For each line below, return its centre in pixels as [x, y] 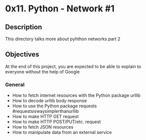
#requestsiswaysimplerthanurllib [46, 111]
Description [24, 27]
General [15, 84]
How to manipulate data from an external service [62, 133]
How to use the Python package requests [54, 106]
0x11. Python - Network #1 [60, 9]
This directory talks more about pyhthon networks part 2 [63, 39]
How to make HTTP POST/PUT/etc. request [56, 122]
